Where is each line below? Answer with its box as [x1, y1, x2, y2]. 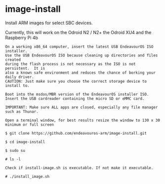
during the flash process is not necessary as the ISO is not [5, 61, 136, 66]
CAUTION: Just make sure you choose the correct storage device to [5, 79, 147, 84]
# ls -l [5, 157, 21, 162]
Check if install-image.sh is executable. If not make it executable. [5, 165, 154, 170]
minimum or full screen [5, 122, 54, 127]
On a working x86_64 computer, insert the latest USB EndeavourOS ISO [5, 44, 154, 49]
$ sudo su [5, 148, 26, 153]
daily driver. [5, 74, 35, 80]
